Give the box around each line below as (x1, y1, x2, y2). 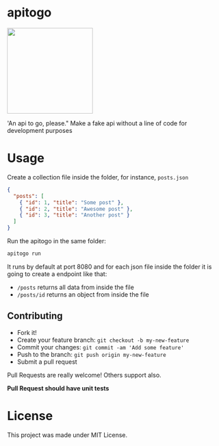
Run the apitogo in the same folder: (7, 237, 106, 245)
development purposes (7, 126, 73, 134)
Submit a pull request (16, 358, 77, 366)
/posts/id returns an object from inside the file (16, 290, 149, 299)
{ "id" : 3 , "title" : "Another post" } (19, 212, 130, 219)
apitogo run (7, 250, 41, 257)
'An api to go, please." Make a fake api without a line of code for (7, 119, 188, 127)
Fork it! (16, 328, 38, 336)
